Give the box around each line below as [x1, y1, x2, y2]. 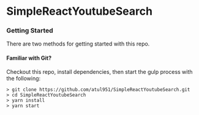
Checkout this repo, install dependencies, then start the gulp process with [6, 68, 193, 75]
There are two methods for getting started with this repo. [6, 40, 150, 47]
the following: [6, 74, 41, 82]
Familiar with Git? [6, 54, 52, 62]
